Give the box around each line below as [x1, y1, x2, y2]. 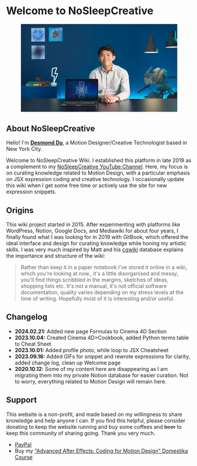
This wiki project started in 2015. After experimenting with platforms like [6, 221, 180, 228]
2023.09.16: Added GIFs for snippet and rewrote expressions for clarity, [14, 353, 191, 360]
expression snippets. [6, 188, 57, 195]
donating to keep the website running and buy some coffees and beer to [6, 423, 182, 430]
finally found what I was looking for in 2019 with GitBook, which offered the [6, 234, 189, 241]
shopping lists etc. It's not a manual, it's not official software [20, 283, 167, 290]
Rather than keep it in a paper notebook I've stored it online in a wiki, [20, 264, 188, 271]
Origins [6, 205, 34, 215]
